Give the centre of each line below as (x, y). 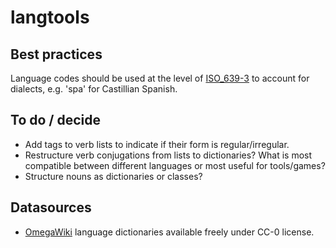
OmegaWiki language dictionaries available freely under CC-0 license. (169, 232)
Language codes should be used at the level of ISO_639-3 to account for (160, 78)
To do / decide (55, 120)
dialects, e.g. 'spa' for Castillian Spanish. (94, 89)
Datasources (51, 207)
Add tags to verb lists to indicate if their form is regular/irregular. (157, 144)
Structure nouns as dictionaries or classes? (113, 176)
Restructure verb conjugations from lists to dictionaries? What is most (168, 155)
